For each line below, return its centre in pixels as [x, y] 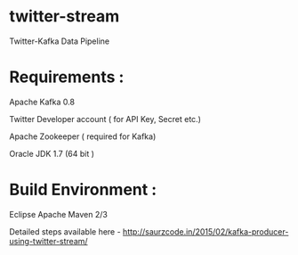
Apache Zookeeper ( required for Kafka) [83, 136]
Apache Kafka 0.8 [42, 102]
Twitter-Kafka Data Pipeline [59, 41]
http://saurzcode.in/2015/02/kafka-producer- [206, 231]
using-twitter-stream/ [48, 241]
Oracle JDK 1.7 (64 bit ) [52, 153]
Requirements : [67, 77]
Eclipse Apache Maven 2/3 [59, 214]
